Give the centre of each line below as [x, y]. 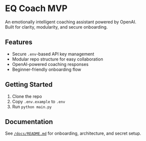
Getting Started [29, 85]
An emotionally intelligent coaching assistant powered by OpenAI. [71, 22]
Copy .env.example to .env [39, 101]
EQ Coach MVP [36, 8]
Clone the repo [27, 96]
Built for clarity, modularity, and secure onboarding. [57, 27]
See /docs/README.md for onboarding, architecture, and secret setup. [73, 133]
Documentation [29, 122]
